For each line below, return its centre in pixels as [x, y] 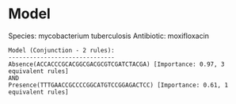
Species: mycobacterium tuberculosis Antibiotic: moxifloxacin [109, 36]
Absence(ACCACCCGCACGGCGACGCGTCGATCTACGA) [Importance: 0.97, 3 [116, 64]
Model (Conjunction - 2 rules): [61, 50]
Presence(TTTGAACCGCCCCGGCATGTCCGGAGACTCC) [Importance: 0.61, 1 [118, 85]
